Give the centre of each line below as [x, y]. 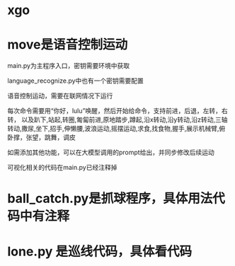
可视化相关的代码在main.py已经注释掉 [62, 168]
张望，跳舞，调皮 [51, 137]
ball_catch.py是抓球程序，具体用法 [110, 198]
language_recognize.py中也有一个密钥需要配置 [75, 81]
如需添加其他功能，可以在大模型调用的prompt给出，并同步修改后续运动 [111, 152]
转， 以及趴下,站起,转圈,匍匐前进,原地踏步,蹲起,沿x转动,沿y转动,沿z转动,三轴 [117, 120]
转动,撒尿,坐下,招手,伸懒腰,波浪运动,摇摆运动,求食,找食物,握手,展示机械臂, [113, 129]
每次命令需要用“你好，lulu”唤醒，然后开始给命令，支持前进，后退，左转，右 [117, 111]
